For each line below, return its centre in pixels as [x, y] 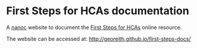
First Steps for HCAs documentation [98, 11]
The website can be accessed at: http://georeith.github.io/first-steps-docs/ [98, 39]
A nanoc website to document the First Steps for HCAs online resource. [94, 27]
